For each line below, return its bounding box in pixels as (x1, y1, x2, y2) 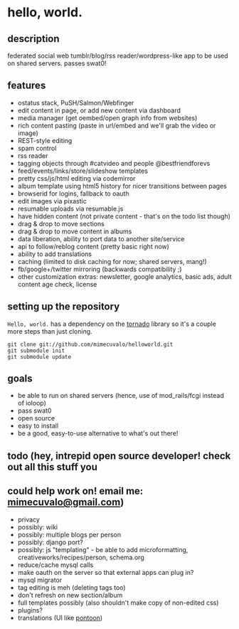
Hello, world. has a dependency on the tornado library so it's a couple (7, 319, 217, 328)
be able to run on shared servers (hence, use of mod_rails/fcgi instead (17, 391, 224, 400)
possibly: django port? (17, 538, 84, 546)
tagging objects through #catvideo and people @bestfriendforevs (17, 159, 211, 167)
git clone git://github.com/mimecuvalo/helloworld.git (7, 341, 174, 348)
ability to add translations (17, 250, 92, 258)
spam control (17, 144, 57, 152)
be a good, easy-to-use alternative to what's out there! (17, 429, 179, 438)
